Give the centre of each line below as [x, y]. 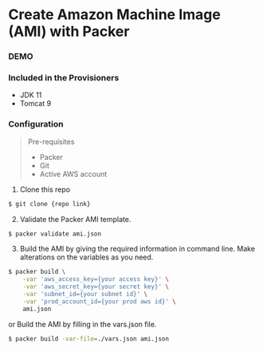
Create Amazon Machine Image [114, 15]
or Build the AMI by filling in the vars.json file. [82, 324]
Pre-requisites [51, 142]
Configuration [36, 124]
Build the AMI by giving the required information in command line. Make [137, 249]
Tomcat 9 [35, 103]
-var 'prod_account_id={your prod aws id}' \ [100, 301]
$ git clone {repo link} [49, 204]
